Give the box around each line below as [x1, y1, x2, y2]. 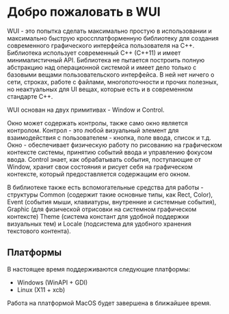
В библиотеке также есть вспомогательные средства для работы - [7, 183, 204, 191]
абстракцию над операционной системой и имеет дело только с [7, 63, 197, 71]
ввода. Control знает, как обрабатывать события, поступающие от [7, 155, 202, 163]
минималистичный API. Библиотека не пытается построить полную [7, 56, 205, 64]
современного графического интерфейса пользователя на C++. [7, 41, 195, 49]
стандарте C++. [7, 92, 53, 100]
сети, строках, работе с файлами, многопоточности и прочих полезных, [7, 77, 219, 86]
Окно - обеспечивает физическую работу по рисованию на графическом [7, 141, 222, 149]
